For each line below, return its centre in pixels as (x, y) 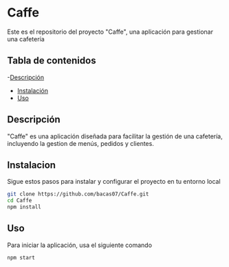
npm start (21, 257)
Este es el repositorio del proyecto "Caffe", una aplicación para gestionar (110, 32)
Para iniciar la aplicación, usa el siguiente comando (80, 245)
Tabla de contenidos (52, 61)
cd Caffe (20, 201)
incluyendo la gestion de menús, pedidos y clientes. (81, 143)
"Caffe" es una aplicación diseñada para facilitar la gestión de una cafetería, (115, 136)
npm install (24, 207)
